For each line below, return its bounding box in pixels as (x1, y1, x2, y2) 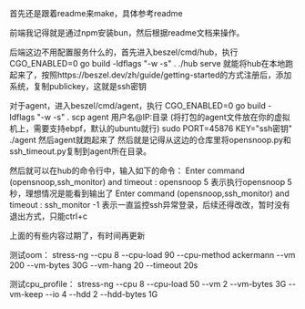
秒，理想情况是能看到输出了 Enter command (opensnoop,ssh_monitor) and (9, 188, 290, 199)
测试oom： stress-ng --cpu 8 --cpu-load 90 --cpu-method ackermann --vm (9, 250, 296, 260)
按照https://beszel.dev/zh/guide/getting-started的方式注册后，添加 (40, 69, 292, 80)
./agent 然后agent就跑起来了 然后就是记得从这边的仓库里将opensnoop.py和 (9, 135, 291, 145)
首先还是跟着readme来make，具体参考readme (9, 8, 184, 18)
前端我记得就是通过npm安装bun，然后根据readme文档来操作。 (9, 27, 245, 38)
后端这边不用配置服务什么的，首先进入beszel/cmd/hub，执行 (9, 46, 239, 57)
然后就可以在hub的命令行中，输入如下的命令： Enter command (9, 165, 246, 176)
